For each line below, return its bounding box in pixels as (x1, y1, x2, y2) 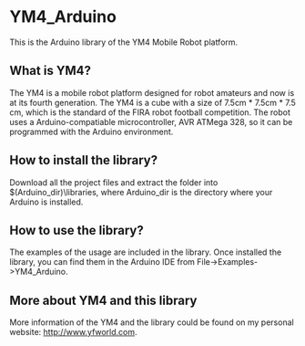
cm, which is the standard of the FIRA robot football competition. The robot (9, 107, 291, 118)
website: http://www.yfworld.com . (9, 327, 138, 338)
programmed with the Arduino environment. (9, 126, 174, 137)
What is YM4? (9, 63, 92, 79)
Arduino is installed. (9, 196, 84, 207)
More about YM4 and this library (9, 292, 198, 308)
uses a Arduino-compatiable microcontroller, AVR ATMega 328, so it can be (9, 116, 293, 127)
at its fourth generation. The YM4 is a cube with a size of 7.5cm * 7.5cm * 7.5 (9, 97, 296, 108)
